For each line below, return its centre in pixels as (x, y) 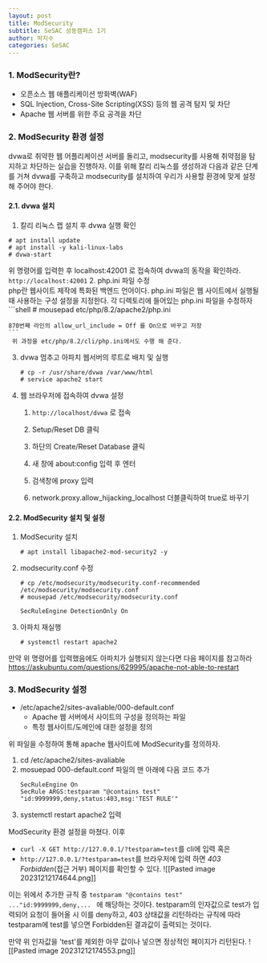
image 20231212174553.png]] (87, 951)
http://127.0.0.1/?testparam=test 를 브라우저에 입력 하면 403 (120, 859)
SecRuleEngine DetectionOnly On (74, 612)
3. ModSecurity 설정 (48, 689)
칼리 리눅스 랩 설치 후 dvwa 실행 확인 (78, 225)
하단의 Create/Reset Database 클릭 (89, 446)
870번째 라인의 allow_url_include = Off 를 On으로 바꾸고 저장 (105, 326)
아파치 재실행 (40, 628)
